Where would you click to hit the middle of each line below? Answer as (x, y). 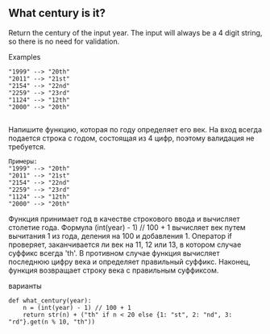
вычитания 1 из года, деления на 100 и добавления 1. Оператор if (120, 236)
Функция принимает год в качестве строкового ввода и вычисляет (124, 219)
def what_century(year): (50, 301)
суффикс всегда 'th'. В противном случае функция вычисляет (114, 253)
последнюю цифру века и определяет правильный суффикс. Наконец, (130, 262)
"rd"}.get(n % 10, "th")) (52, 322)
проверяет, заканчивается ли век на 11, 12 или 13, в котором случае (125, 244)
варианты (25, 286)
